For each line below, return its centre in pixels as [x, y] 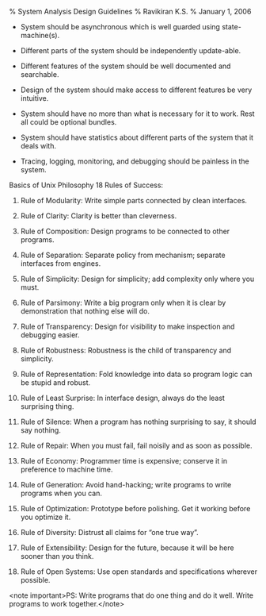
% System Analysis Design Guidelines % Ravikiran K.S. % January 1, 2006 [130, 12]
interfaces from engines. [61, 264]
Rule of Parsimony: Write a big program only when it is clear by [123, 302]
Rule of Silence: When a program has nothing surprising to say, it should [138, 422]
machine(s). [40, 35]
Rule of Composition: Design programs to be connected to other [125, 231]
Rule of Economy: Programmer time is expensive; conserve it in [124, 461]
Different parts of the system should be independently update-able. [131, 50]
